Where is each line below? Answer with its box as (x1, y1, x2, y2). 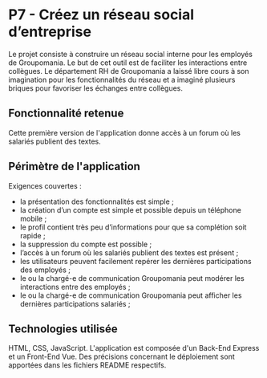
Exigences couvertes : (8, 181, 82, 190)
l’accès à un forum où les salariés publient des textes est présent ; (19, 247, 239, 258)
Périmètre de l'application (8, 160, 140, 173)
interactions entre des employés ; (19, 282, 131, 291)
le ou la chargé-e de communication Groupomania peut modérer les (19, 273, 245, 282)
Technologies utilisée (8, 322, 118, 335)
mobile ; (19, 213, 47, 223)
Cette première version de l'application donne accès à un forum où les (8, 128, 241, 137)
